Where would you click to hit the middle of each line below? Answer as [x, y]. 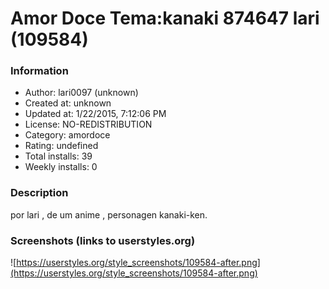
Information [39, 71]
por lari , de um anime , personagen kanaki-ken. [109, 214]
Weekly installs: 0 [61, 167]
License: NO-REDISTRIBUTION [88, 124]
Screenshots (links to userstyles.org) [103, 240]
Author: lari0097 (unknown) [81, 93]
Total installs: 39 [58, 156]
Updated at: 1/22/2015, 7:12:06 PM [95, 114]
